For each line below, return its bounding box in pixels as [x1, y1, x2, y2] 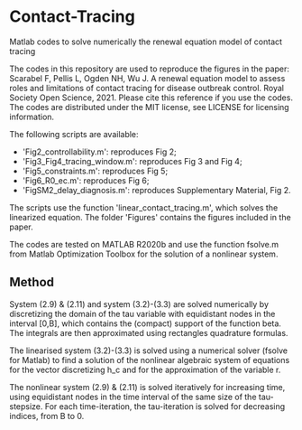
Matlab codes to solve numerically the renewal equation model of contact [9, 36, 282, 47]
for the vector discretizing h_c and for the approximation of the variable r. [9, 364, 281, 375]
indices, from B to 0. [9, 410, 85, 421]
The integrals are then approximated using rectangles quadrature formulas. [9, 327, 288, 338]
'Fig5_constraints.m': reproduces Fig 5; [22, 165, 169, 176]
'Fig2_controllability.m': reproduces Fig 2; [22, 146, 178, 157]
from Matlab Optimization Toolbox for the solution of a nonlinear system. [9, 248, 279, 259]
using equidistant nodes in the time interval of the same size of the [9, 391, 257, 402]
